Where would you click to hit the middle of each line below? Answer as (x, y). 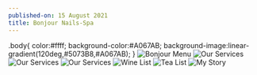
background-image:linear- (207, 45)
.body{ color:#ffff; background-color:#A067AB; (85, 45)
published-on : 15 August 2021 (58, 15)
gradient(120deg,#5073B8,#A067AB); (69, 54)
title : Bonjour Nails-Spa (51, 23)
